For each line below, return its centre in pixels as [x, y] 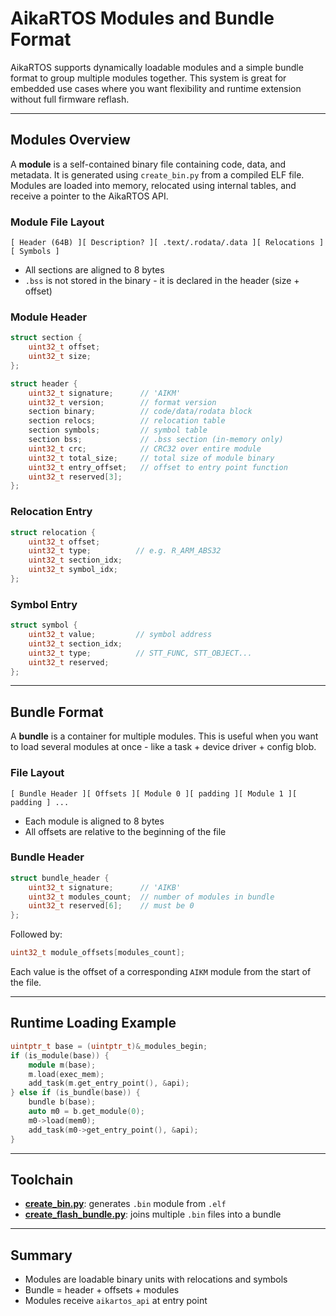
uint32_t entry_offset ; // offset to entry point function [158, 467]
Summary [41, 1255]
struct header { [44, 383]
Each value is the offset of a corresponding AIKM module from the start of [161, 972]
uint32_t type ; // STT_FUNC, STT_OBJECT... [140, 653]
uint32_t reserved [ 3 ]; [75, 477]
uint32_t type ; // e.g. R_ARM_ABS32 [125, 551]
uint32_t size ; [60, 357]
